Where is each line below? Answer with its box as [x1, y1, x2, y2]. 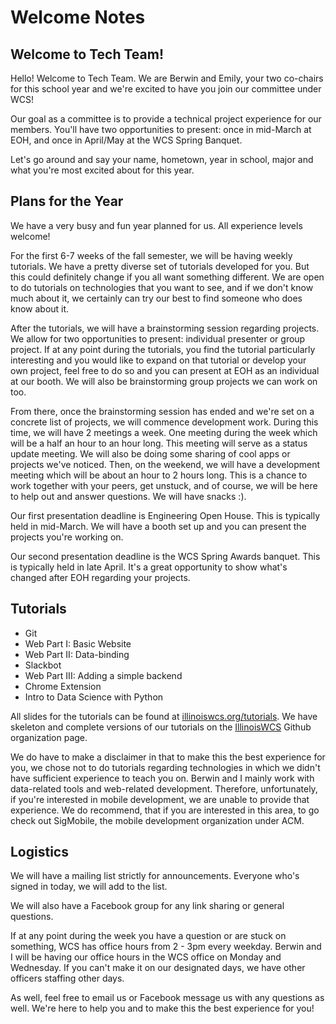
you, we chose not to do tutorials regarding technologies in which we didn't [10, 761, 321, 773]
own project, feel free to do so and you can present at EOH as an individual [10, 364, 320, 376]
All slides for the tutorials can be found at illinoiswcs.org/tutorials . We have [10, 710, 318, 722]
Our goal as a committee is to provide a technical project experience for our [10, 113, 322, 125]
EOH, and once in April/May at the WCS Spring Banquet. [10, 134, 243, 146]
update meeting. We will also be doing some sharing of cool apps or [10, 447, 291, 460]
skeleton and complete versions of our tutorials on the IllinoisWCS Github [10, 721, 312, 733]
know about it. [10, 302, 70, 315]
